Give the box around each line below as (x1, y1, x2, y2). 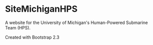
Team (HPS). (5, 24, 31, 30)
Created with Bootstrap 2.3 (5, 34, 60, 40)
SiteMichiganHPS (5, 3, 78, 15)
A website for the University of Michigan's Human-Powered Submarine (5, 20, 148, 25)
